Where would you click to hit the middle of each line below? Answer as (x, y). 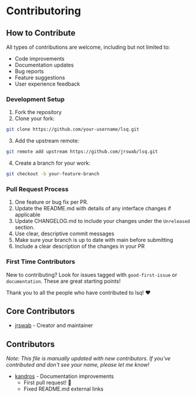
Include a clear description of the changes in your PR (80, 246)
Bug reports (29, 71)
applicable (27, 215)
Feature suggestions (40, 78)
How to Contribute (41, 33)
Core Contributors (41, 311)
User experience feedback (47, 84)
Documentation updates (44, 65)
